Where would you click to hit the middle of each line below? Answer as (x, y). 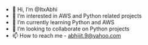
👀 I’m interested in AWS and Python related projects (77, 16)
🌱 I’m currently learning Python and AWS (63, 22)
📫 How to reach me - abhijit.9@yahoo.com (66, 36)
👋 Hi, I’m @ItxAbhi (35, 9)
